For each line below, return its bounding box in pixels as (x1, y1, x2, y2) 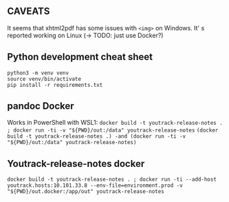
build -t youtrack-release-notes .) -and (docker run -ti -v (7, 133, 186, 140)
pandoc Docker (7, 100, 74, 112)
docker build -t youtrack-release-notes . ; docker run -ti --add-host (7, 176, 217, 183)
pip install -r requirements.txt (7, 81, 103, 88)
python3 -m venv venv (7, 69, 69, 77)
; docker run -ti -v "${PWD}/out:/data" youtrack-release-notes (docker (7, 127, 219, 134)
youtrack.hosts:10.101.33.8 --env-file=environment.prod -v (7, 182, 184, 189)
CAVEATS (7, 6, 50, 17)
